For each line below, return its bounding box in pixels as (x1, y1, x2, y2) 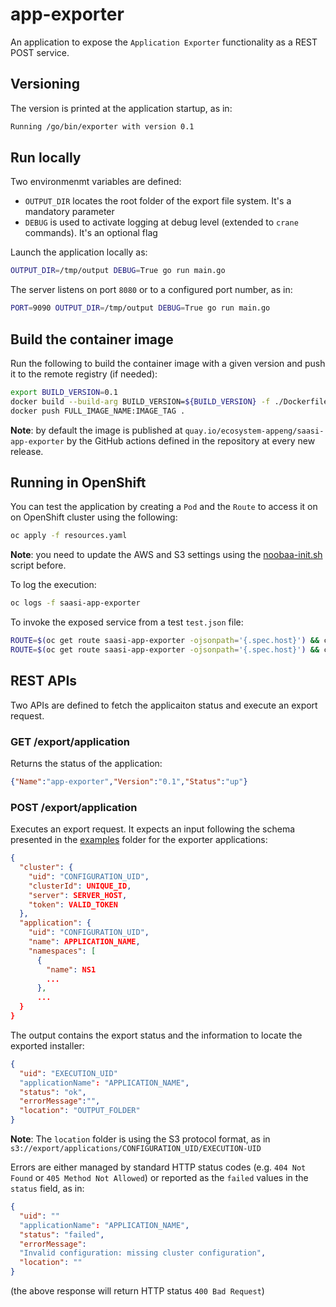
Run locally (10, 149, 82, 167)
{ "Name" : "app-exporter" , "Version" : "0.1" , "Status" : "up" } (10, 777, 248, 787)
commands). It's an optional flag (24, 227, 158, 239)
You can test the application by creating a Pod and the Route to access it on (10, 501, 318, 513)
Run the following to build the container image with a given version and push (10, 358, 326, 369)
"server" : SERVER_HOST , (28, 890, 128, 900)
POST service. (10, 46, 70, 58)
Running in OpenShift (10, 474, 147, 492)
